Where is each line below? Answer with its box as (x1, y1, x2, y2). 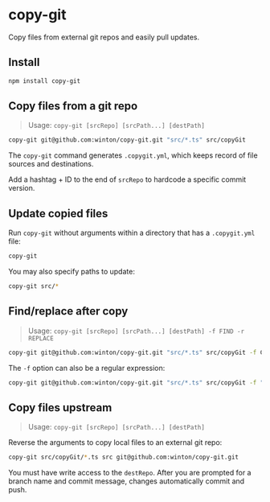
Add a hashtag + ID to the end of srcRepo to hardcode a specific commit (8, 175, 247, 184)
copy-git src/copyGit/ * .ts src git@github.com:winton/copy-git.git (8, 453, 239, 462)
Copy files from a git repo (8, 99, 138, 113)
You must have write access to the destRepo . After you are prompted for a (8, 468, 252, 478)
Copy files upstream (8, 401, 112, 414)
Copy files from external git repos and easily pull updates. (8, 32, 200, 42)
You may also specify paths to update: (8, 267, 135, 276)
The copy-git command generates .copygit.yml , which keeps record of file (8, 150, 259, 160)
